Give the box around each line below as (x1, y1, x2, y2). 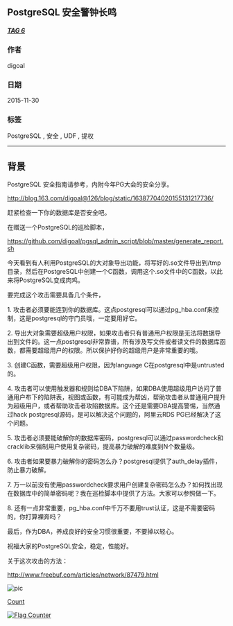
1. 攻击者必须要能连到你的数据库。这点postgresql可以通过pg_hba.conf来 (7, 306, 214, 314)
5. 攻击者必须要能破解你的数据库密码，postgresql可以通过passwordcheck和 (7, 434, 224, 442)
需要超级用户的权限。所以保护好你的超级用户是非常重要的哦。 (25, 346, 202, 355)
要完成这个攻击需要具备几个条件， (7, 290, 105, 299)
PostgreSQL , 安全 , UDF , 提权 (7, 132, 94, 140)
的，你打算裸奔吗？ (7, 512, 62, 521)
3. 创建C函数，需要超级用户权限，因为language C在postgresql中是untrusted (7, 361, 225, 369)
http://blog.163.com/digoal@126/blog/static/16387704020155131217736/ (7, 194, 214, 202)
